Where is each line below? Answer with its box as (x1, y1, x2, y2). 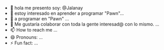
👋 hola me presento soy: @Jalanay (10, 5, 83, 11)
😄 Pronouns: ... (10, 34, 43, 40)
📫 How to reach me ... (10, 27, 58, 33)
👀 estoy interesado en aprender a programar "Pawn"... (10, 10, 124, 16)
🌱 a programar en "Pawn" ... (10, 16, 69, 21)
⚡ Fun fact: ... (10, 40, 38, 46)
